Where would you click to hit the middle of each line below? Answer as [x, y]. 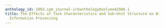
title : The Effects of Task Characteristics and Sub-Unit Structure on [79, 14]
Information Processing [33, 18]
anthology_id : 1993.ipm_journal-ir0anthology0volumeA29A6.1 [68, 9]
